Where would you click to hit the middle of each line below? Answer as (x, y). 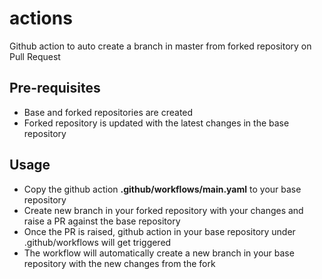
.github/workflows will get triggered (97, 242)
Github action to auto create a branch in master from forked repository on (160, 46)
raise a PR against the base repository (102, 221)
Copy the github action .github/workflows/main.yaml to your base (162, 189)
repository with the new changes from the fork (119, 263)
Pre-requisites (55, 88)
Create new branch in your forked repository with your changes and (163, 210)
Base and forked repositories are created (108, 112)
